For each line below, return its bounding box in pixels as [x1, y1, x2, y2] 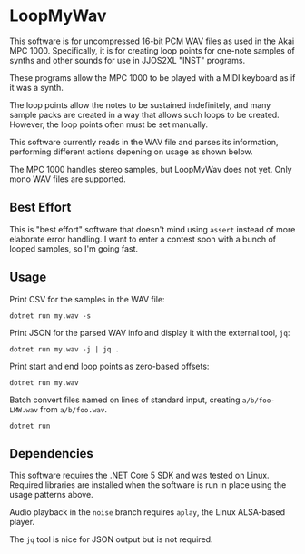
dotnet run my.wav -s [9, 311, 92, 321]
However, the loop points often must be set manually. [9, 119, 209, 130]
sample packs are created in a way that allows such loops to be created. [9, 109, 280, 120]
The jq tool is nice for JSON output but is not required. [9, 534, 213, 545]
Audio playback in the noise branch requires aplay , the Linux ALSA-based [9, 507, 286, 518]
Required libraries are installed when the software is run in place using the [9, 480, 287, 490]
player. [9, 517, 34, 528]
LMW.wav [9, 405, 39, 414]
